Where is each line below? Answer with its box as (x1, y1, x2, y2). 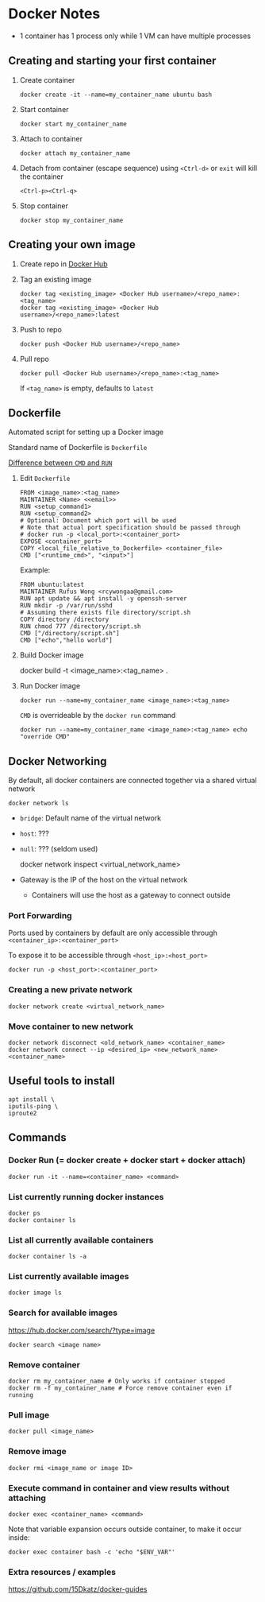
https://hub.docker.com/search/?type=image (8, 1325, 156, 1335)
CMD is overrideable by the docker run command (19, 711, 176, 720)
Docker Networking (8, 754, 107, 768)
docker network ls (8, 800, 69, 808)
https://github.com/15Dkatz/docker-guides (8, 1585, 148, 1594)
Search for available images (8, 1307, 117, 1318)
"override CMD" (19, 733, 71, 741)
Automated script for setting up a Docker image (8, 427, 164, 437)
